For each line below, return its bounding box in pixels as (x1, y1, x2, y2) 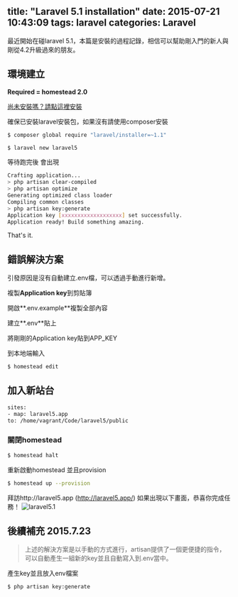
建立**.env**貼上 (7, 319, 57, 327)
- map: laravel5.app (7, 410, 69, 417)
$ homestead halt (7, 451, 59, 459)
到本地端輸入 (7, 349, 45, 358)
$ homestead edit (7, 363, 59, 371)
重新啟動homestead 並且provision (7, 465, 107, 474)
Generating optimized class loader (7, 192, 113, 199)
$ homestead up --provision (7, 479, 91, 487)
